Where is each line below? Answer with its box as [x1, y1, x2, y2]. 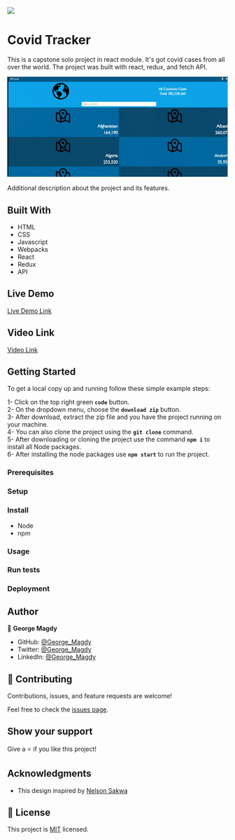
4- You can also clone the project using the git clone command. [7, 428, 194, 436]
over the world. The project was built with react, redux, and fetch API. [7, 62, 208, 71]
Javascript [17, 238, 48, 246]
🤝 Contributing [7, 673, 73, 685]
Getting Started [7, 366, 76, 378]
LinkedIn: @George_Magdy [17, 653, 97, 661]
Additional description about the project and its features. [7, 184, 170, 192]
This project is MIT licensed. [7, 825, 89, 834]
